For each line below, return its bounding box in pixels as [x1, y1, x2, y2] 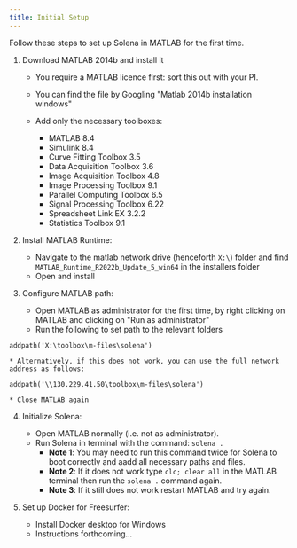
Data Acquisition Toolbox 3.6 [48, 160, 154, 171]
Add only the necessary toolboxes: [35, 115, 162, 126]
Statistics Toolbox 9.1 [48, 217, 126, 228]
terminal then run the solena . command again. [48, 475, 223, 486]
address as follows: [9, 364, 86, 373]
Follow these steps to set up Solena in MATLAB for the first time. [9, 37, 245, 48]
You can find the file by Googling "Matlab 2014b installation [35, 89, 253, 99]
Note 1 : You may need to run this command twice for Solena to [48, 447, 277, 458]
